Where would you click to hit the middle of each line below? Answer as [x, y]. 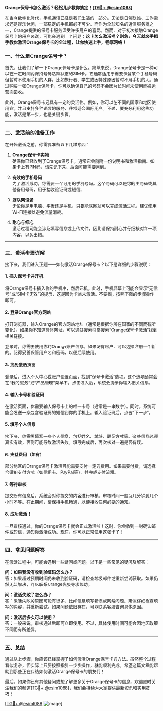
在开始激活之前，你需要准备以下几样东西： [48, 144]
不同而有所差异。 [22, 629]
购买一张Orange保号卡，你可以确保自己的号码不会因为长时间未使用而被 [80, 86]
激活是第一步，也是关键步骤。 [43, 114]
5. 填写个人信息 [20, 424]
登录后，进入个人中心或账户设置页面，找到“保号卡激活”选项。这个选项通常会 [81, 376]
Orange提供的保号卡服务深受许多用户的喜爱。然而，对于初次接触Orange [86, 30]
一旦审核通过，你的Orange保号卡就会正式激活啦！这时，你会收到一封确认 [78, 526]
